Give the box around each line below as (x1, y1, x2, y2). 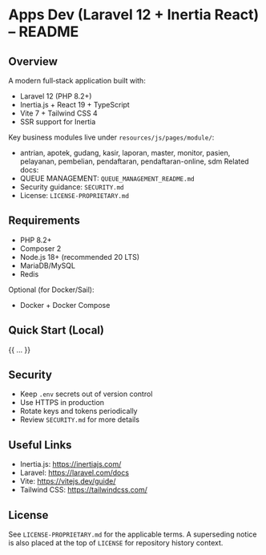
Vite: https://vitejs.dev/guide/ (19, 476, 116, 486)
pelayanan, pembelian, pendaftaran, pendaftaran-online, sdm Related (19, 156, 250, 166)
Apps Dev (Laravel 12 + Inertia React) (8, 6, 260, 24)
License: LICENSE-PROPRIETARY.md (19, 191, 130, 200)
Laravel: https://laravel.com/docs (19, 468, 130, 478)
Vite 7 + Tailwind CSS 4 (19, 108, 98, 118)
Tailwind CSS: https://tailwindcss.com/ (19, 485, 148, 495)
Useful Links (8, 438, 72, 452)
